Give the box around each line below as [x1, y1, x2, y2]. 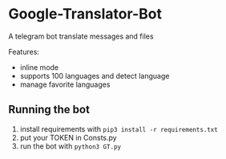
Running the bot [8, 103, 91, 116]
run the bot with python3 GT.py [19, 141, 122, 151]
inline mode [19, 62, 59, 72]
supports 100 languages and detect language [19, 71, 170, 80]
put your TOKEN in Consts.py [19, 132, 118, 142]
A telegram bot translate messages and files [8, 31, 154, 41]
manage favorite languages [19, 79, 111, 89]
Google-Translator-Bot [8, 5, 163, 23]
